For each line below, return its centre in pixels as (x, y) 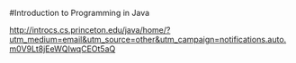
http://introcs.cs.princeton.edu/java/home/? (90, 30)
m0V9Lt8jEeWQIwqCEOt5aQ (63, 49)
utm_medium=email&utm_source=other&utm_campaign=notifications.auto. (148, 39)
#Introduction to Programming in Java (80, 13)
